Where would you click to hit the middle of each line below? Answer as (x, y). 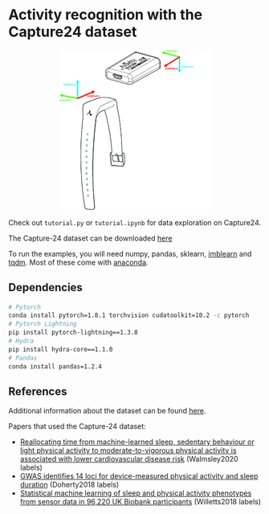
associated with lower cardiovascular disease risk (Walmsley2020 (129, 459)
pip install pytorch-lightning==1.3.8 (73, 333)
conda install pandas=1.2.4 (55, 366)
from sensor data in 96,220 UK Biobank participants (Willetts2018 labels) (141, 502)
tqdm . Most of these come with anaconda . (78, 262)
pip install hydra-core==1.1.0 (61, 349)
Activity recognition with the (106, 15)
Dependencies (45, 288)
